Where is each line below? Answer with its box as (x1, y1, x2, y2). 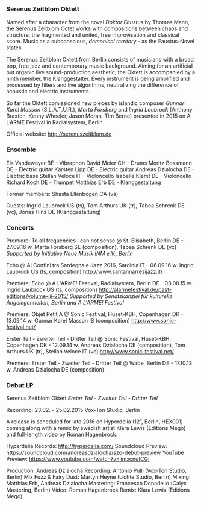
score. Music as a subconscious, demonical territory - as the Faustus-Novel (6, 38, 194, 45)
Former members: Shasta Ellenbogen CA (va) (6, 190, 119, 197)
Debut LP (6, 381, 34, 389)
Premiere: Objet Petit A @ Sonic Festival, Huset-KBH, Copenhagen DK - (6, 310, 184, 318)
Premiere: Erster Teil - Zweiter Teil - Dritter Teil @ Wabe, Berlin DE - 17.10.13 (6, 359, 193, 367)
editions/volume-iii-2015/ (6, 292, 69, 300)
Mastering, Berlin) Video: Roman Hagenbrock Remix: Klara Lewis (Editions (6, 486, 190, 493)
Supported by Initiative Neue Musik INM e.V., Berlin (6, 250, 134, 257)
